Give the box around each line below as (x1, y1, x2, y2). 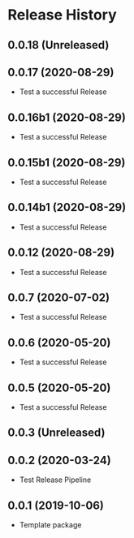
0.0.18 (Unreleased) (7, 38, 110, 52)
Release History (7, 6, 117, 24)
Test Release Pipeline (19, 475, 92, 484)
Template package (19, 520, 82, 530)
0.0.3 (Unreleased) (7, 426, 106, 440)
